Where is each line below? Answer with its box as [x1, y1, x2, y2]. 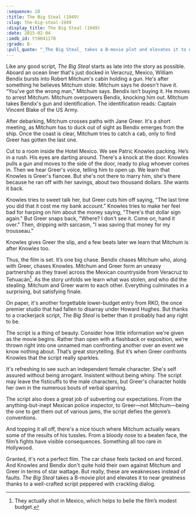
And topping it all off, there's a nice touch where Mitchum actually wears [6, 425, 180, 433]
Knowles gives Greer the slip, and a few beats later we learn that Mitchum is [6, 238, 188, 246]
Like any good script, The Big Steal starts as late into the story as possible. [6, 63, 185, 70]
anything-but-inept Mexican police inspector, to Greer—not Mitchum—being [6, 402, 190, 409]
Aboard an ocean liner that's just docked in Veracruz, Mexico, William [6, 68, 173, 76]
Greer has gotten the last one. [6, 136, 78, 143]
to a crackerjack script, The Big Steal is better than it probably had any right [6, 312, 188, 319]
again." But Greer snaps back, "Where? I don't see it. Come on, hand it [6, 215, 175, 222]
